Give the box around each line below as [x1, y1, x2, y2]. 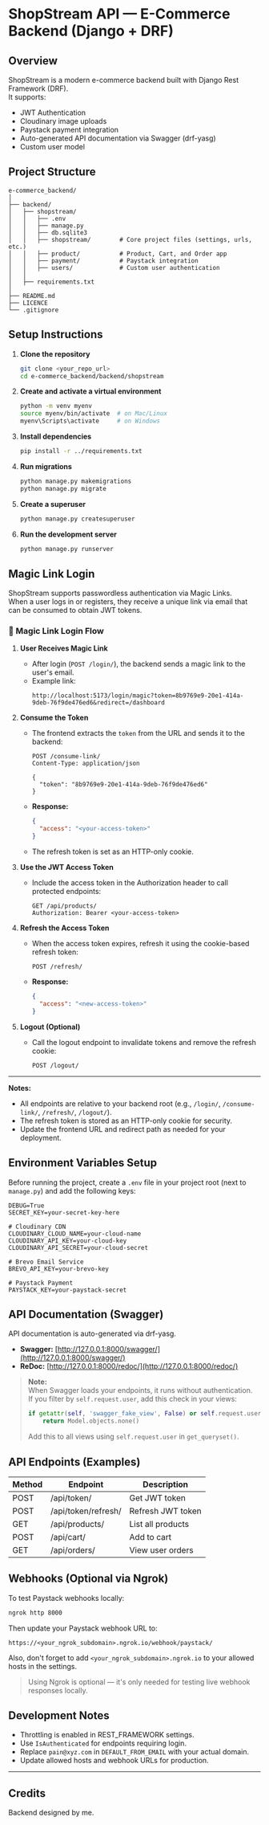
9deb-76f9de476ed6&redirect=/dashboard [31, 699, 166, 707]
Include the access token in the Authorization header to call [31, 878, 228, 888]
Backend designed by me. [8, 1808, 94, 1818]
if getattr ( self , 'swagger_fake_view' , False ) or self [27, 1410, 215, 1418]
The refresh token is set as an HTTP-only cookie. [31, 847, 195, 856]
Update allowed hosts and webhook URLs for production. [19, 1756, 210, 1766]
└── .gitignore [8, 306, 59, 314]
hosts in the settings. [8, 1661, 78, 1671]
